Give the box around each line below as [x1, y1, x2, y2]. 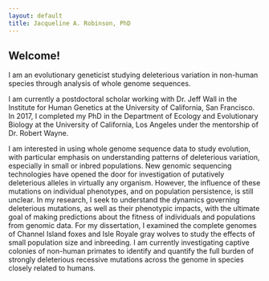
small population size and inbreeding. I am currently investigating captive [8, 238, 251, 247]
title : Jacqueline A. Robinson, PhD [8, 19, 131, 27]
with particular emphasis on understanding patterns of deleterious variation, [8, 153, 260, 162]
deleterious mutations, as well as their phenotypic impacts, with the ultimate [8, 204, 260, 214]
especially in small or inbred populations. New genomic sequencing [8, 161, 232, 171]
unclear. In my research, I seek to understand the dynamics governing [8, 195, 240, 205]
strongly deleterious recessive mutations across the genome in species [8, 255, 244, 265]
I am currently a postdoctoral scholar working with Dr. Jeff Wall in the [8, 94, 238, 104]
